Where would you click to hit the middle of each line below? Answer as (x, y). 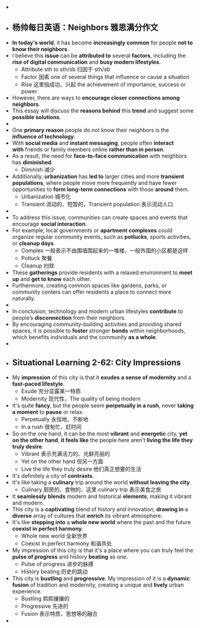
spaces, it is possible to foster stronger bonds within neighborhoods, (99, 330)
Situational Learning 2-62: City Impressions (96, 363)
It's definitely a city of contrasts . (53, 475)
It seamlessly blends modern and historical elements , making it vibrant (102, 496)
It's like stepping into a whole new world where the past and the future (101, 522)
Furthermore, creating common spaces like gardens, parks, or (89, 285)
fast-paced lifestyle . (38, 384)
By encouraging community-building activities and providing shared (97, 324)
